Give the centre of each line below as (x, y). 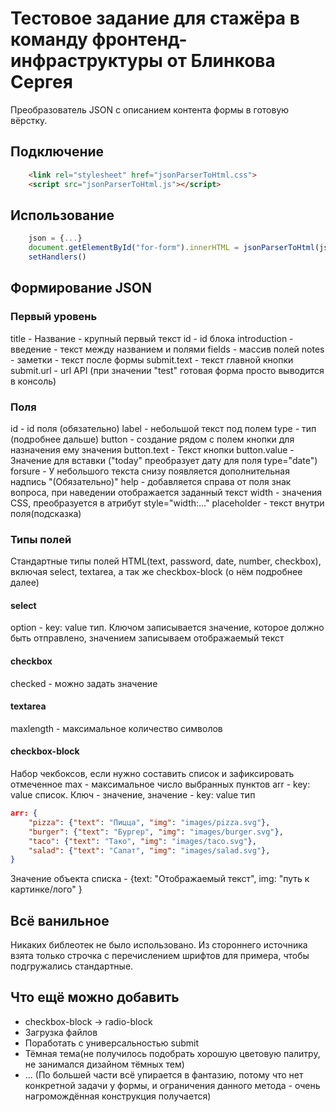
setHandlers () (57, 257)
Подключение (57, 152)
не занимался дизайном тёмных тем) (104, 1064)
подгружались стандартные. (72, 966)
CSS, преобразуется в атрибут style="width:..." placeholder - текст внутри (167, 503)
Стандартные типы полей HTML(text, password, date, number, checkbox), (166, 561)
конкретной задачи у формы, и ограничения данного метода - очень (172, 1085)
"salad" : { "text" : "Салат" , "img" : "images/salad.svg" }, (149, 850)
